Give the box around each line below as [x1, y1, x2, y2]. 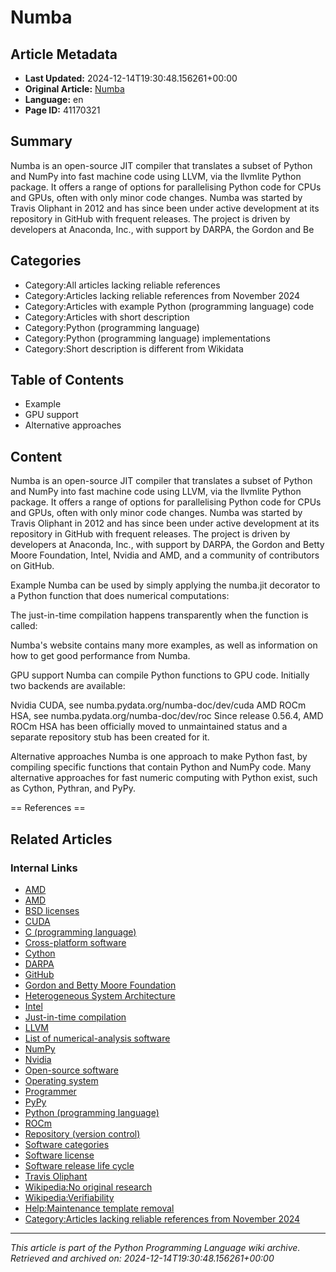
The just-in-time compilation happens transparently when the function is [10, 609, 309, 621]
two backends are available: [10, 680, 126, 692]
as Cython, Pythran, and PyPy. [10, 782, 136, 795]
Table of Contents [10, 372, 125, 389]
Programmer [24, 1085, 77, 1097]
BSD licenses [24, 904, 80, 916]
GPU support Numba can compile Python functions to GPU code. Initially [10, 669, 310, 681]
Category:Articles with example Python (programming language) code [24, 300, 315, 312]
